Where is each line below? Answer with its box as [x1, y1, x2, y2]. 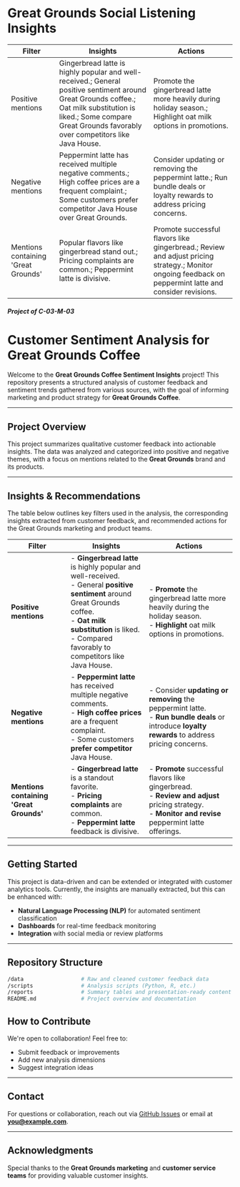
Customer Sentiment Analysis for [7, 332, 210, 348]
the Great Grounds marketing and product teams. [7, 524, 152, 533]
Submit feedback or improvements [17, 1048, 120, 1057]
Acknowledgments [7, 1145, 94, 1157]
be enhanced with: [7, 892, 62, 901]
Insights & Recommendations [7, 490, 141, 502]
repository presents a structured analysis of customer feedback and [7, 378, 208, 387]
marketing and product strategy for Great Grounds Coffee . [7, 393, 181, 402]
